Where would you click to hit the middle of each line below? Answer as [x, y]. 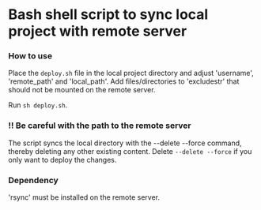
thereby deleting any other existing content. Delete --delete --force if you [130, 151]
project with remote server [98, 31]
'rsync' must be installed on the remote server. [84, 197]
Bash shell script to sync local [108, 15]
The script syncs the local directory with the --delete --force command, [125, 143]
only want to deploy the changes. [62, 159]
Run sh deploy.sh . [38, 105]
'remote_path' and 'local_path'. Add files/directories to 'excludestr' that [124, 81]
